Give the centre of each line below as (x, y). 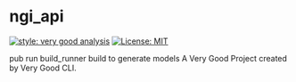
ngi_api (37, 16)
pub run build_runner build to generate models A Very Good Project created (148, 58)
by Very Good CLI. (43, 68)
